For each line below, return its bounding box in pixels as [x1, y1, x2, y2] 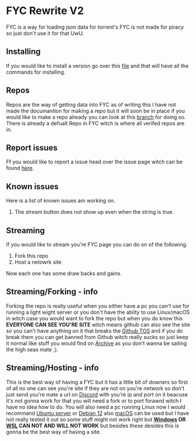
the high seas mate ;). [6, 346, 59, 353]
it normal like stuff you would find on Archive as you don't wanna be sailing [6, 340, 187, 347]
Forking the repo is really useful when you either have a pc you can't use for [6, 302, 190, 309]
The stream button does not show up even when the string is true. [14, 208, 174, 216]
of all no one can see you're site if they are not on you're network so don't [6, 385, 185, 392]
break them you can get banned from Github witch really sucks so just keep [6, 333, 188, 340]
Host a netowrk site [14, 259, 62, 265]
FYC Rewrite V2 [6, 4, 84, 18]
